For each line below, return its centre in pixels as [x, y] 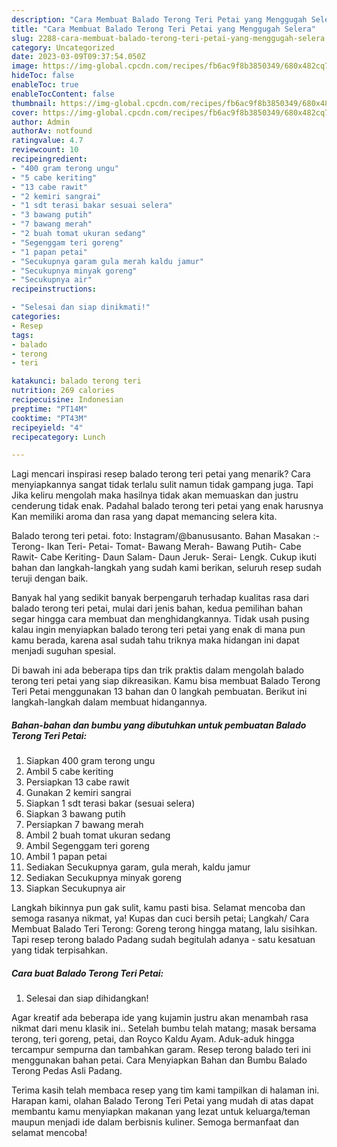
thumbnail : [34, 103]
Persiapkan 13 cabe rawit [77, 782]
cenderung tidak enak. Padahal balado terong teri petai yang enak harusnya [167, 506]
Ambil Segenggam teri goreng [87, 846]
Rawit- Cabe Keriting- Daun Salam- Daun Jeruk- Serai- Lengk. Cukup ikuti [164, 557]
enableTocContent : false [63, 94]
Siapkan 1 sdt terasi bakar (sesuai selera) [110, 803]
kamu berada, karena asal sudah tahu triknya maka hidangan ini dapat [155, 640]
